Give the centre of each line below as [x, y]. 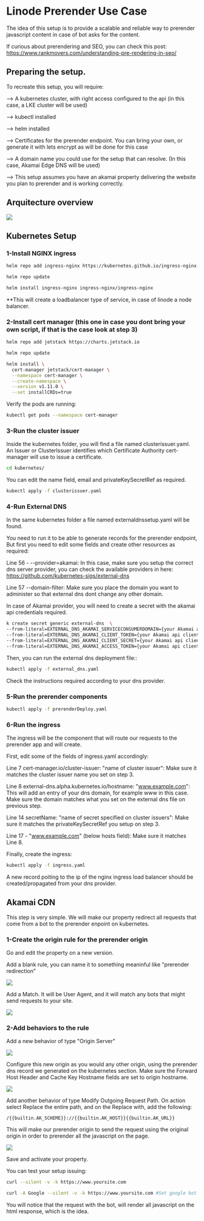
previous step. [24, 806]
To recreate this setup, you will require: [55, 87]
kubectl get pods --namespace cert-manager [62, 416]
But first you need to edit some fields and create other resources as [91, 545]
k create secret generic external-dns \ [59, 624]
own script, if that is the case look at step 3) [72, 329]
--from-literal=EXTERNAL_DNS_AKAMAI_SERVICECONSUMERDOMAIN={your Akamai [100, 629]
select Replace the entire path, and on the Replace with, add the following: [99, 1107]
